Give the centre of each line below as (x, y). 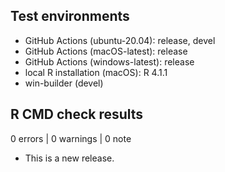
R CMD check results (77, 114)
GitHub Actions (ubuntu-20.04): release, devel (120, 40)
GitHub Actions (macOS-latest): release (106, 51)
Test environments (70, 16)
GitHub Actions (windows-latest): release (109, 61)
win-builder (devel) (64, 83)
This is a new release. (69, 158)
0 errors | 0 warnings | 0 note (71, 138)
